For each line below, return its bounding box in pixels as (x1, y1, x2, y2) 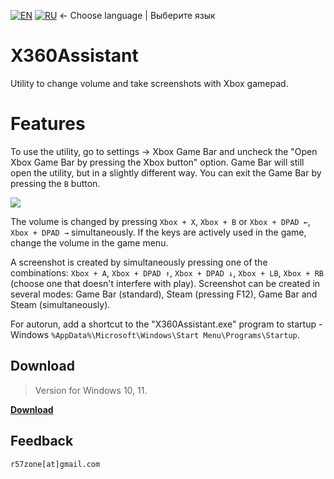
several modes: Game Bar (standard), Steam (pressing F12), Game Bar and (10, 288, 318, 300)
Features (10, 113, 86, 135)
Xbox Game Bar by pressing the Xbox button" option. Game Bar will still (10, 156, 305, 168)
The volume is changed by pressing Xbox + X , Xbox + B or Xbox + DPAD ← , (10, 215, 311, 227)
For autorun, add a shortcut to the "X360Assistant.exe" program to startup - (10, 318, 323, 330)
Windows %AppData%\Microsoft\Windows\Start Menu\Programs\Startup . (10, 328, 300, 340)
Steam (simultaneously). (10, 298, 111, 310)
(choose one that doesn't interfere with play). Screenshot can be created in (10, 277, 321, 289)
